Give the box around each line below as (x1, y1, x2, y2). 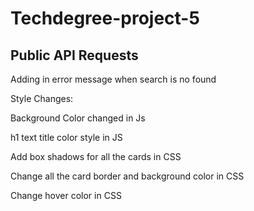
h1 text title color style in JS (10, 132, 123, 143)
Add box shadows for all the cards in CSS (10, 151, 182, 162)
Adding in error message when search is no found (10, 73, 217, 85)
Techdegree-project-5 (10, 7, 200, 30)
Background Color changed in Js (10, 112, 146, 124)
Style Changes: (10, 93, 74, 104)
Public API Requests (10, 47, 139, 64)
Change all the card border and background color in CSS (10, 170, 245, 182)
